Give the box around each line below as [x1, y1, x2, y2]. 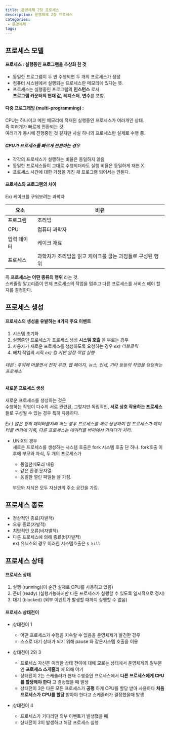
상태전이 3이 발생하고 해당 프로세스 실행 [20, 719, 99, 725]
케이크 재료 [37, 239, 62, 247]
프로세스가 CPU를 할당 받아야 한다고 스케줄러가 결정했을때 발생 [20, 692, 144, 698]
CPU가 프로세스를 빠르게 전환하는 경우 [5, 142, 80, 148]
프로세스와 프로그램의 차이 [5, 181, 57, 187]
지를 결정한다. [5, 287, 33, 293]
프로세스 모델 [5, 46, 44, 55]
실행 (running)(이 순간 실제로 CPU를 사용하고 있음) [12, 584, 113, 590]
